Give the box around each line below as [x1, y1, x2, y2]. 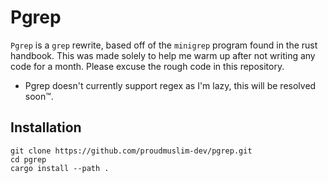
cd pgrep [10, 154, 47, 165]
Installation [10, 119, 82, 136]
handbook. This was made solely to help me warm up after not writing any [10, 49, 316, 61]
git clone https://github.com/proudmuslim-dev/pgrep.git [10, 146, 253, 156]
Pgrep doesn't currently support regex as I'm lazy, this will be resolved [24, 79, 317, 91]
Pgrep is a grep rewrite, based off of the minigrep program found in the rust [10, 39, 318, 51]
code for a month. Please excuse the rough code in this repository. [10, 60, 285, 72]
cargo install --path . [10, 163, 110, 173]
